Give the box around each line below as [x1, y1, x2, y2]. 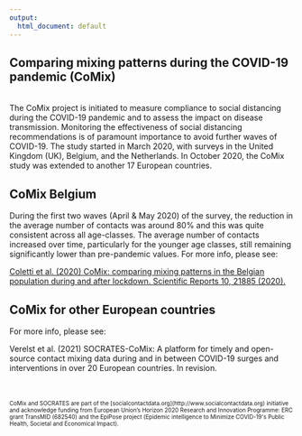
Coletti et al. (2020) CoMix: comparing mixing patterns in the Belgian [9, 266, 265, 277]
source [9, 353, 36, 364]
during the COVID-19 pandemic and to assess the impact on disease [9, 112, 263, 123]
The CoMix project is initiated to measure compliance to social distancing [9, 103, 282, 114]
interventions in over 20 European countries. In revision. [9, 362, 218, 373]
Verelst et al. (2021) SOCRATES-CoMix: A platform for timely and [9, 343, 250, 354]
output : [9, 13, 39, 23]
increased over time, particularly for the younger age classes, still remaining [9, 239, 291, 250]
